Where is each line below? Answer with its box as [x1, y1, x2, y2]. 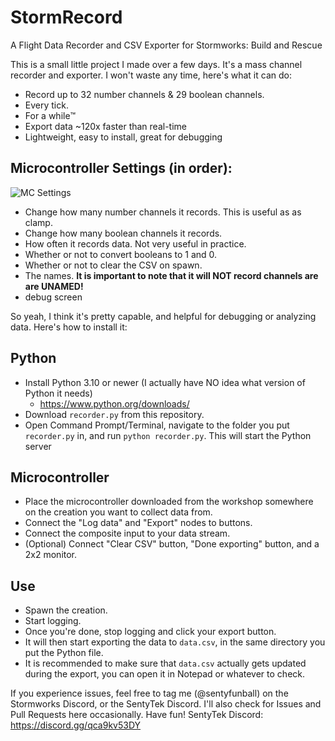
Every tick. [24, 99, 69, 111]
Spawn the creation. [24, 604, 108, 616]
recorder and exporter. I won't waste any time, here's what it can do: [10, 69, 292, 81]
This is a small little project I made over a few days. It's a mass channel [10, 58, 303, 70]
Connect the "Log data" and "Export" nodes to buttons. [24, 517, 253, 529]
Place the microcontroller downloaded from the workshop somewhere [24, 496, 314, 508]
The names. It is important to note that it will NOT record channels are [24, 269, 319, 281]
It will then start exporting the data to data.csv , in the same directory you [24, 636, 326, 648]
